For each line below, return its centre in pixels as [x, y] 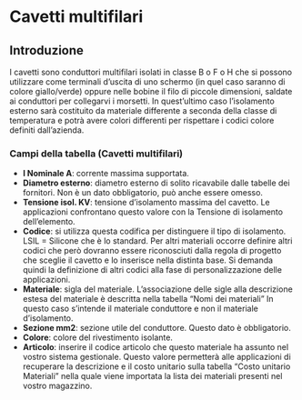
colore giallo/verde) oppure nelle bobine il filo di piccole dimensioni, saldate [151, 91]
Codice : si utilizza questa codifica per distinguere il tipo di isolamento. [154, 231]
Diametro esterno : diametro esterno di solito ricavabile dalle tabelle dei [156, 183]
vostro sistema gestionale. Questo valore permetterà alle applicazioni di [156, 357]
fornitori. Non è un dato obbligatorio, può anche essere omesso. [143, 193]
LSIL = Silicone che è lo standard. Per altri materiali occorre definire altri [157, 241]
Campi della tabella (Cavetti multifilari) [96, 154]
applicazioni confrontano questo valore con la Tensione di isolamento [153, 212]
